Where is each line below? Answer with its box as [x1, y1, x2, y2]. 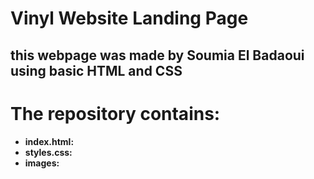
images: [24, 157, 60, 169]
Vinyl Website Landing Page [10, 7, 249, 30]
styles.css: [24, 146, 73, 158]
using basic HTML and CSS [10, 62, 183, 79]
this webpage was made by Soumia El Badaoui [10, 47, 305, 64]
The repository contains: [10, 102, 221, 125]
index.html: [24, 135, 75, 147]
